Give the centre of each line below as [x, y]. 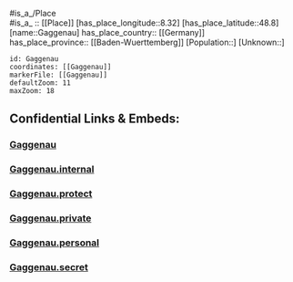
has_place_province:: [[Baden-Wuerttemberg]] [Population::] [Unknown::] [147, 42]
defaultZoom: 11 [40, 83]
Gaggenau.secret [49, 266]
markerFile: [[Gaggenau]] [58, 75]
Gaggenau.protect [51, 193]
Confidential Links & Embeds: [95, 119]
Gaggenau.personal [55, 243]
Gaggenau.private [51, 218]
